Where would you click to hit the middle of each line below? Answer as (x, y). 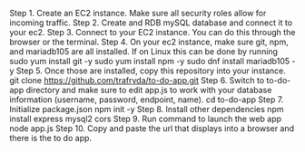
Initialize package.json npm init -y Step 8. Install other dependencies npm (147, 109)
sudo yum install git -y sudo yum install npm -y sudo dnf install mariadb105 (150, 61)
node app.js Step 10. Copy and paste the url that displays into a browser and (152, 128)
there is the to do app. (51, 138)
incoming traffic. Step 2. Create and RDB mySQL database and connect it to (151, 23)
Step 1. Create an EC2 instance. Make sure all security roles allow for (138, 13)
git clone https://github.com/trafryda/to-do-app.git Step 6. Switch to (137, 80)
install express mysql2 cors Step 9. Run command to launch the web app (146, 119)
